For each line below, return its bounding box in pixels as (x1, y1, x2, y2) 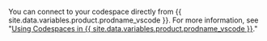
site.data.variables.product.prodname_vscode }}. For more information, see (8, 15, 259, 25)
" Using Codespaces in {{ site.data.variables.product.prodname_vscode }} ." (8, 24, 258, 33)
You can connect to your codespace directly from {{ (8, 7, 182, 16)
